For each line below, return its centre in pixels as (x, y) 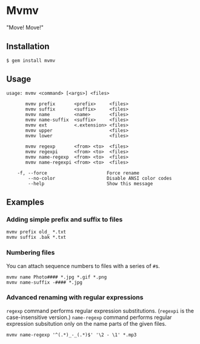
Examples (25, 202)
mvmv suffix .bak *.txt (36, 238)
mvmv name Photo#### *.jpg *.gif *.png (57, 277)
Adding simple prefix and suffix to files (65, 219)
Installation (28, 46)
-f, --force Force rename (78, 173)
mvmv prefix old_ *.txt (36, 232)
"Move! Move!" (25, 27)
